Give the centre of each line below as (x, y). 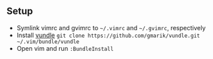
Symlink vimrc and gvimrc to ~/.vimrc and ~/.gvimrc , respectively (111, 27)
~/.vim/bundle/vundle (48, 42)
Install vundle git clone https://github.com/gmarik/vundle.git (108, 35)
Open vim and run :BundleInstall (65, 48)
